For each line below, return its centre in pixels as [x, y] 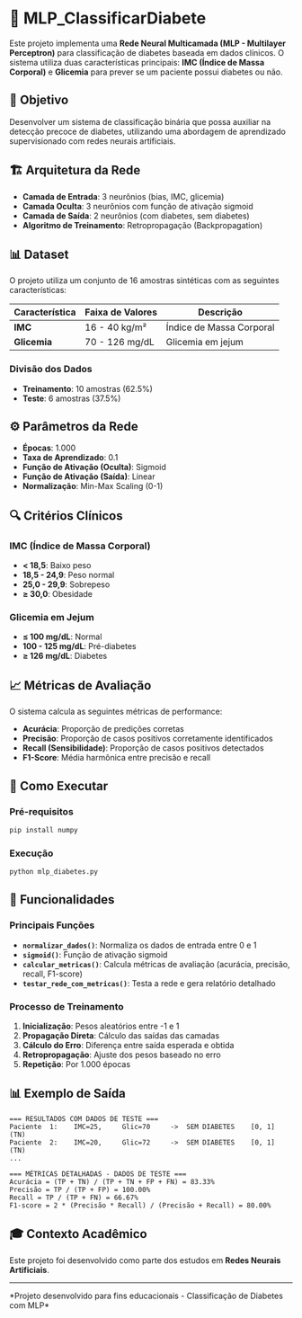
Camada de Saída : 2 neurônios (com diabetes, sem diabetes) [136, 216]
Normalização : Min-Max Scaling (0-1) [93, 486]
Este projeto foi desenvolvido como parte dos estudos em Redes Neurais [145, 1260]
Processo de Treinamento [67, 1006]
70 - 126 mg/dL [120, 343]
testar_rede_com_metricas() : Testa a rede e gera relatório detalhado [149, 983]
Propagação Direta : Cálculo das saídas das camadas [121, 1036]
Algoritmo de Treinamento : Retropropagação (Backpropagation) [142, 225]
